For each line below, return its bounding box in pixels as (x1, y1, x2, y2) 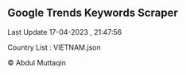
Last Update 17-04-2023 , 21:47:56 (7, 27, 122, 36)
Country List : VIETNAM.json (7, 43, 101, 52)
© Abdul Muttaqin (7, 58, 67, 67)
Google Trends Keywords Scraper (7, 6, 178, 20)
